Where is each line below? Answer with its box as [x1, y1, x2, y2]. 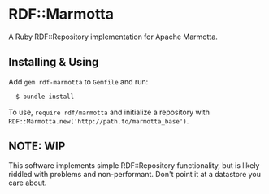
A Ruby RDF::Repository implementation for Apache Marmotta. [8, 32, 218, 41]
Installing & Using [8, 55, 99, 69]
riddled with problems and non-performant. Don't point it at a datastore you [8, 170, 262, 179]
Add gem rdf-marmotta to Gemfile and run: [8, 76, 149, 86]
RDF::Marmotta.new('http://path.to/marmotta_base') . [8, 115, 189, 126]
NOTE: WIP [8, 140, 66, 153]
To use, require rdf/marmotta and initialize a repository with [8, 107, 210, 117]
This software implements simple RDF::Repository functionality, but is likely [8, 161, 260, 170]
